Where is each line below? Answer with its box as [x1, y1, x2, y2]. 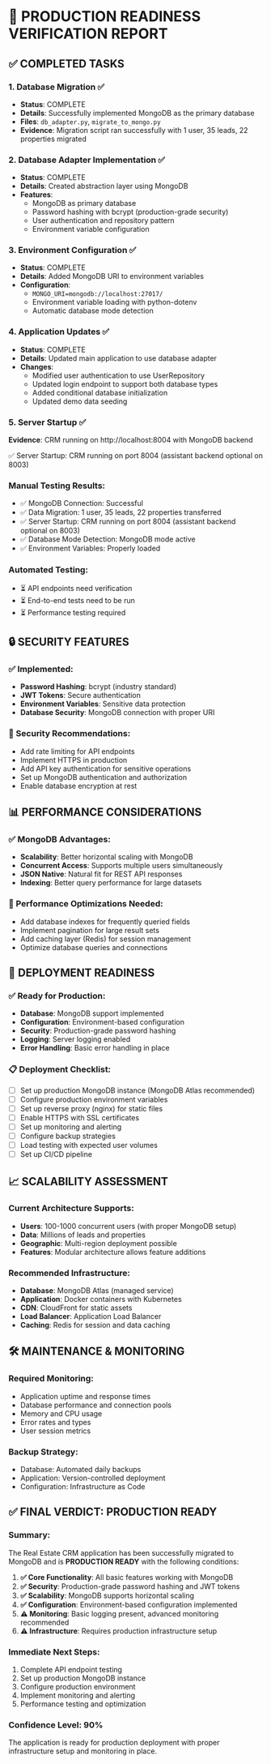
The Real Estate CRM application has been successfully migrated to [8, 1548, 235, 1557]
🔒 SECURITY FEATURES [8, 636, 129, 649]
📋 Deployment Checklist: [8, 1064, 112, 1075]
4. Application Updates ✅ [8, 326, 110, 337]
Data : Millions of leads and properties [19, 1230, 146, 1240]
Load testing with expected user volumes [19, 1140, 158, 1150]
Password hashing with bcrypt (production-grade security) [32, 207, 229, 217]
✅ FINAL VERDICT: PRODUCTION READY [8, 1505, 218, 1519]
